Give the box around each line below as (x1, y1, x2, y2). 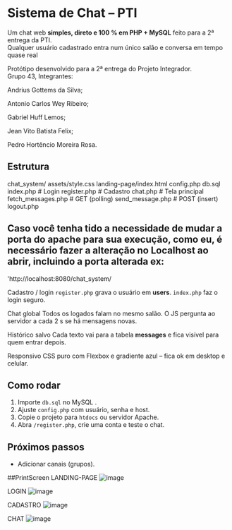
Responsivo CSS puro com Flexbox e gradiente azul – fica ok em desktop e (7, 351, 226, 360)
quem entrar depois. (7, 337, 67, 347)
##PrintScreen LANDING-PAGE (7, 474, 98, 482)
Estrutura (7, 161, 50, 173)
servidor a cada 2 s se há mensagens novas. (7, 316, 138, 325)
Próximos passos (7, 441, 85, 453)
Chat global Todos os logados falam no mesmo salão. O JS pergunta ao (7, 309, 216, 318)
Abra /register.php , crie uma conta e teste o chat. (17, 421, 165, 429)
